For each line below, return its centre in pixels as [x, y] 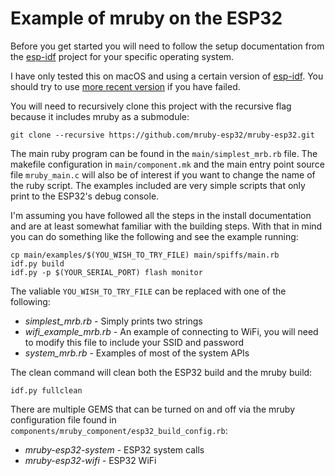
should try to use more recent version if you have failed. [125, 86]
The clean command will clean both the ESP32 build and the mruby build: [161, 372]
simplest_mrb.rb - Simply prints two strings [113, 321]
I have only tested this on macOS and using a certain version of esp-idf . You [167, 76]
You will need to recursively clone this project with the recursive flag [151, 106]
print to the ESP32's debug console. [85, 196]
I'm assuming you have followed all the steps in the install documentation [161, 215]
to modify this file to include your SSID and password [134, 342]
